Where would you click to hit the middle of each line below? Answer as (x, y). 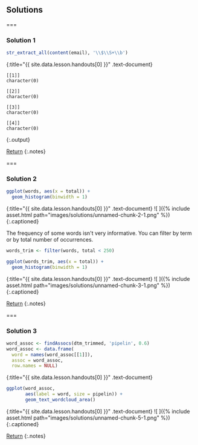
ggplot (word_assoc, (31, 389)
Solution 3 (22, 331)
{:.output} (18, 139)
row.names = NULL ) (35, 366)
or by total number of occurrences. (50, 240)
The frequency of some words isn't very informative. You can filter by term (99, 233)
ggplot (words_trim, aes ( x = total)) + (55, 262)
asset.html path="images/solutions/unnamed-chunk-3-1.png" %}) (88, 285)
